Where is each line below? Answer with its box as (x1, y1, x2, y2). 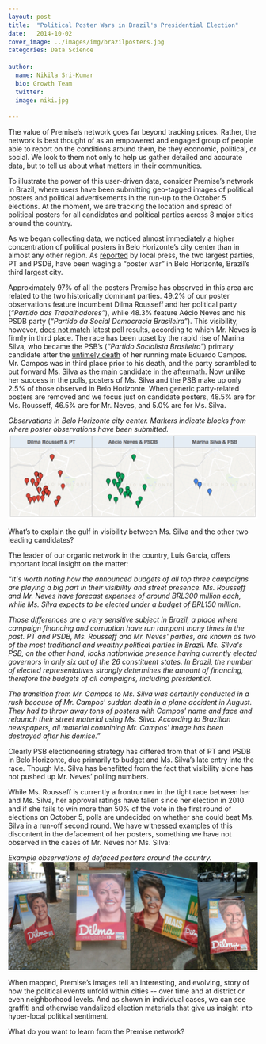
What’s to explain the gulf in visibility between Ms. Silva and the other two (8, 527, 249, 536)
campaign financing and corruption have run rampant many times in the (8, 623, 245, 633)
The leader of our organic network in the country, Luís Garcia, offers (8, 551, 231, 560)
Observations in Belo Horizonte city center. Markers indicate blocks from (8, 416, 247, 425)
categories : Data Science (8, 46, 93, 55)
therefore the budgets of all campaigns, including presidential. (8, 674, 212, 683)
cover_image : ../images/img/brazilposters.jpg (8, 38, 165, 46)
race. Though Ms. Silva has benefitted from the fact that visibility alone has (8, 764, 253, 772)
